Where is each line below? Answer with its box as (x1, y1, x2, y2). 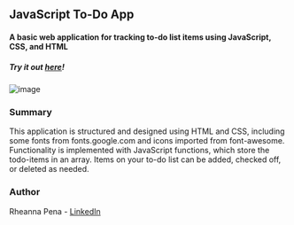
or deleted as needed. (9, 164, 90, 175)
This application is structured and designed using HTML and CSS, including (9, 126, 285, 136)
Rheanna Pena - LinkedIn (9, 206, 101, 216)
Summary (9, 105, 53, 118)
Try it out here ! (9, 61, 65, 72)
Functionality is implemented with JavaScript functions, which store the (9, 145, 270, 156)
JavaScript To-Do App (9, 7, 135, 22)
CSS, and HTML (9, 41, 68, 51)
